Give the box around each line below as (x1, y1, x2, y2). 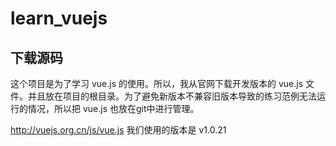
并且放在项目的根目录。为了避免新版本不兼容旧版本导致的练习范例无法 (27, 90, 317, 102)
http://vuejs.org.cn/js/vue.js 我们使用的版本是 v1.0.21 (10, 124, 227, 136)
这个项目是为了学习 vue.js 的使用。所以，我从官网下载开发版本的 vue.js (10, 78, 304, 89)
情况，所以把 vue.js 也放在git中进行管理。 (27, 103, 200, 114)
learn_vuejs (10, 7, 108, 30)
